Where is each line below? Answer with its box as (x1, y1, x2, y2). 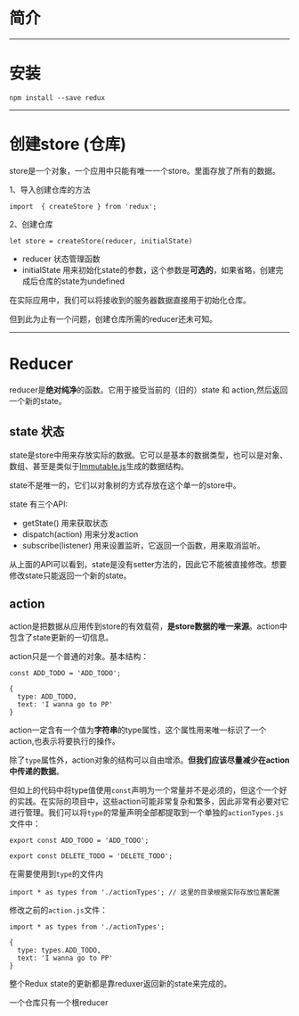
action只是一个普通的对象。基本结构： (9, 651, 149, 662)
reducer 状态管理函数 (21, 253, 101, 264)
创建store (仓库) (9, 135, 126, 154)
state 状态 (9, 425, 65, 440)
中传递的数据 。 (9, 766, 64, 777)
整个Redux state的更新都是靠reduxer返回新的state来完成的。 (9, 979, 232, 989)
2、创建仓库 (9, 219, 53, 229)
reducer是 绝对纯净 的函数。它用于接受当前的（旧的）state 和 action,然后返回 (9, 384, 288, 395)
